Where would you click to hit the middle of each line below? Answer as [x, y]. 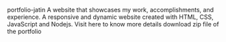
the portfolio [24, 31]
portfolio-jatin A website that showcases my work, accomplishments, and [111, 10]
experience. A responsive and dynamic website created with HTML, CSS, [110, 17]
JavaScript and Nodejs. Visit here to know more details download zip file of [113, 24]
